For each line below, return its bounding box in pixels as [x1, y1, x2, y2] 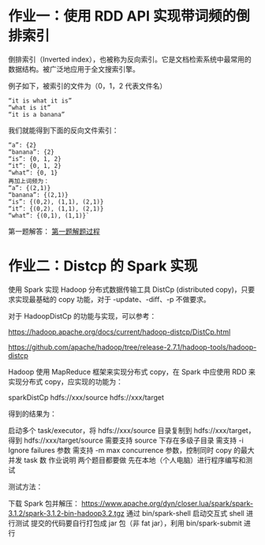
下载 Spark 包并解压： [8, 498, 80, 508]
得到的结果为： [8, 409, 57, 418]
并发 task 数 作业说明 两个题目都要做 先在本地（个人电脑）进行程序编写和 [8, 455, 246, 465]
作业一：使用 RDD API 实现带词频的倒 [8, 7, 250, 25]
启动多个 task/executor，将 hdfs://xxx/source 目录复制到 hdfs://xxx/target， [8, 425, 256, 435]
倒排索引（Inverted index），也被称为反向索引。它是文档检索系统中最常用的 [8, 54, 252, 64]
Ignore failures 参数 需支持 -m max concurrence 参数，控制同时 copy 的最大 [8, 445, 255, 454]
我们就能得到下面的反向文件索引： [8, 125, 119, 135]
